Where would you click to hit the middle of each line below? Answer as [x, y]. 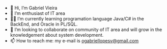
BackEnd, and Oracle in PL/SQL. [44, 24]
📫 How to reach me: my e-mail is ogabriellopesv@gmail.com [74, 41]
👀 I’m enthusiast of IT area [37, 13]
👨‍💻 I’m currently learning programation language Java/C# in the [77, 19]
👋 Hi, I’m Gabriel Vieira [34, 8]
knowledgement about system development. [57, 35]
